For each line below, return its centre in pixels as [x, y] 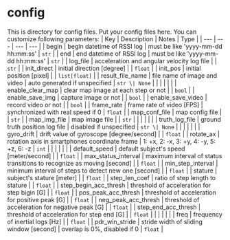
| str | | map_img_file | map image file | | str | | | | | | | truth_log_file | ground [114, 119]
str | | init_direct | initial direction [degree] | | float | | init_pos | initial [104, 68]
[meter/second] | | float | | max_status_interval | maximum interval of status [115, 155]
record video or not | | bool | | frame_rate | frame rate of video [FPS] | [105, 105]
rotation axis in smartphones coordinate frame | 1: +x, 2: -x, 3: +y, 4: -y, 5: [112, 141]
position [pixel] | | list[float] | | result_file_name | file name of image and [112, 75]
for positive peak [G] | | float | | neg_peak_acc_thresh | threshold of [103, 199]
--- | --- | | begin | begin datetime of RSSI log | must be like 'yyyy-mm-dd [119, 46]
